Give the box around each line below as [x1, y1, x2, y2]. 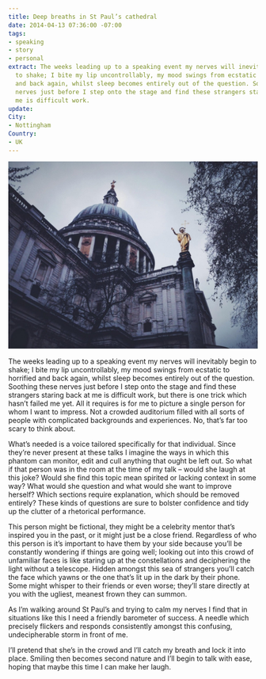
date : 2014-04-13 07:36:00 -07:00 [8, 21, 123, 29]
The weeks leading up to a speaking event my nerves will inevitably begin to [8, 357, 257, 366]
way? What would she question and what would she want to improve [8, 481, 232, 490]
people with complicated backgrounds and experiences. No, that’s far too [8, 415, 248, 425]
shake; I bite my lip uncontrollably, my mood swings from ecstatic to [8, 364, 230, 374]
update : [8, 105, 34, 113]
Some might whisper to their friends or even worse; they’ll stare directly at [8, 581, 250, 590]
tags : [8, 29, 26, 37]
